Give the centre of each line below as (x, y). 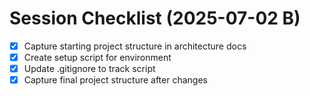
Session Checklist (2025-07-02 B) (155, 18)
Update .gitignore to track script (89, 69)
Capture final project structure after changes (115, 80)
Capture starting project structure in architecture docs (135, 46)
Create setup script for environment (97, 57)
